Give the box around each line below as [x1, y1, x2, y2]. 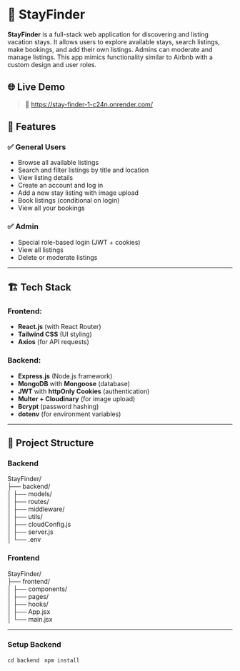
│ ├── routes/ [7, 498, 50, 506]
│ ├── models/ [7, 490, 52, 498]
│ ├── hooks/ [7, 600, 49, 608]
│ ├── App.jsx [7, 607, 51, 616]
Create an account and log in [17, 181, 104, 190]
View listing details [17, 173, 74, 182]
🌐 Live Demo [7, 81, 66, 94]
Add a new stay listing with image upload [17, 188, 139, 197]
